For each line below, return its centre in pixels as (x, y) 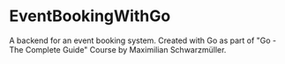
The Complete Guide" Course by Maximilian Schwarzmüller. (118, 49)
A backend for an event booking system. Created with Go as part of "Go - (143, 40)
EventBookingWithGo (90, 16)
